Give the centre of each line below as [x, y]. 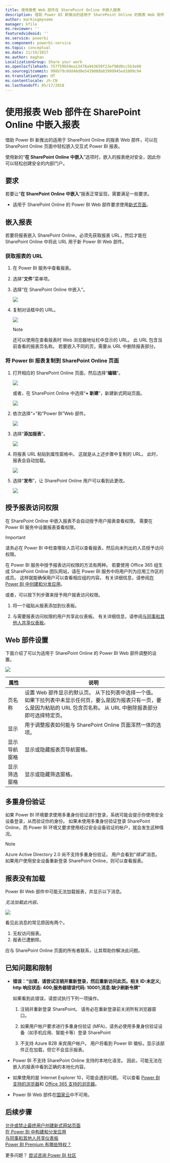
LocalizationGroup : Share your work [44, 62]
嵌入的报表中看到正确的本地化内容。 [50, 1067]
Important [15, 537]
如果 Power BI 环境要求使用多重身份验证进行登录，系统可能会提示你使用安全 [84, 815]
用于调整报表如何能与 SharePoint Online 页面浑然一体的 [90, 725]
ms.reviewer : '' [22, 29]
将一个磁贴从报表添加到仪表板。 [46, 605]
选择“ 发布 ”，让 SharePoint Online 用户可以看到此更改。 [70, 480]
